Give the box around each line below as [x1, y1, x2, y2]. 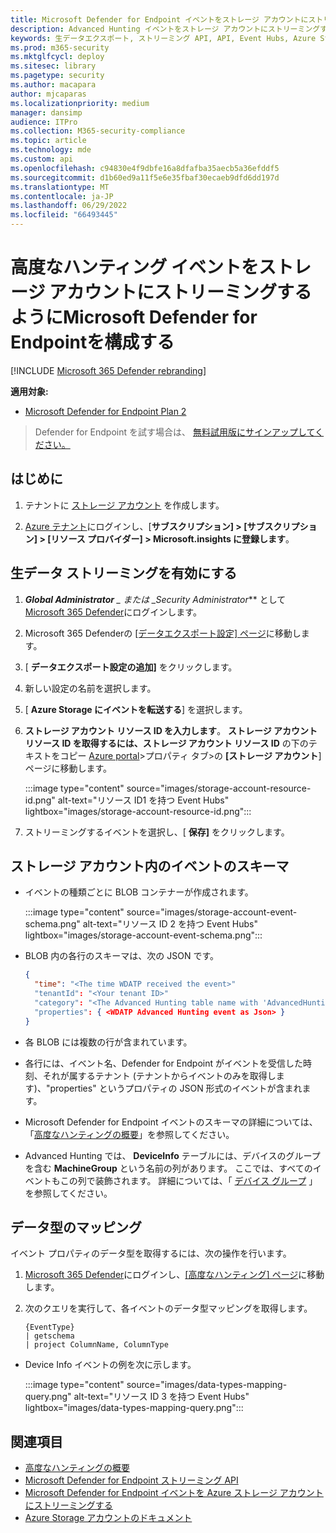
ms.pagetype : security [10, 71, 105, 81]
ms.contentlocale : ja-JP [10, 191, 114, 201]
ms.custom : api [10, 154, 74, 164]
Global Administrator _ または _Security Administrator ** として [24, 593, 287, 605]
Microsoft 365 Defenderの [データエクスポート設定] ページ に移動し [24, 627, 302, 639]
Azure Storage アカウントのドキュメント [24, 1512, 193, 1524]
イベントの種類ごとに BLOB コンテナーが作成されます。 [24, 886, 254, 898]
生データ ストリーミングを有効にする [10, 565, 238, 582]
